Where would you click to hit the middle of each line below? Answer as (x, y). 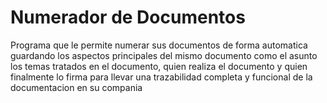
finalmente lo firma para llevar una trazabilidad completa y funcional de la (161, 77)
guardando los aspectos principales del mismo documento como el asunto (164, 55)
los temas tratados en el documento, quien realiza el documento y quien (159, 66)
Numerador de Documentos (128, 17)
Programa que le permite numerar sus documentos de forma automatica (159, 45)
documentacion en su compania (76, 87)
